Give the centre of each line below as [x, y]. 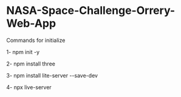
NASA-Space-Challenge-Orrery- [90, 11]
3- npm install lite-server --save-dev [52, 75]
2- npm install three [31, 64]
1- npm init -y [23, 52]
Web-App [31, 23]
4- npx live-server [29, 87]
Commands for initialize [36, 40]
